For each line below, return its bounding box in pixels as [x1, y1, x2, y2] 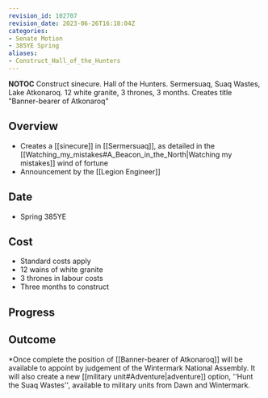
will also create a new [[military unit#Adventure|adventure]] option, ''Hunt [8, 371, 253, 381]
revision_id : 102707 [8, 11, 78, 20]
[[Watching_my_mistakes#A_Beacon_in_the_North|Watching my [19, 149, 232, 159]
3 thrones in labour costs [19, 274, 103, 283]
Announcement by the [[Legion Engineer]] [19, 166, 161, 176]
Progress [8, 305, 55, 319]
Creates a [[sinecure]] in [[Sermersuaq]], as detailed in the [19, 140, 216, 150]
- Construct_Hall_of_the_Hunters [8, 57, 121, 65]
